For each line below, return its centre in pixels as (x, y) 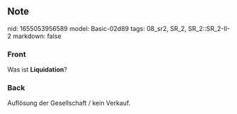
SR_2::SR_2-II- (209, 28)
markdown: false (37, 36)
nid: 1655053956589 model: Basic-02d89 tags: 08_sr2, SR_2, (97, 28)
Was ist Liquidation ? (37, 70)
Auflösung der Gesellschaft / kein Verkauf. (69, 103)
